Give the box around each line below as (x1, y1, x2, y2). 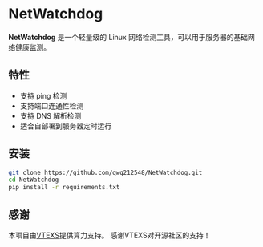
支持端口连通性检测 (19, 101, 84, 111)
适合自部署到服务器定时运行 (19, 121, 112, 131)
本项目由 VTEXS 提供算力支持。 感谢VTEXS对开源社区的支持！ (8, 230, 211, 240)
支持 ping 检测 (19, 91, 67, 100)
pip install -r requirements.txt (8, 184, 120, 192)
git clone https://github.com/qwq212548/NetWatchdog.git (8, 168, 203, 176)
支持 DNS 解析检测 (19, 111, 82, 120)
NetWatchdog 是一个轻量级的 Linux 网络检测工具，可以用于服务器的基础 (8, 32, 249, 42)
